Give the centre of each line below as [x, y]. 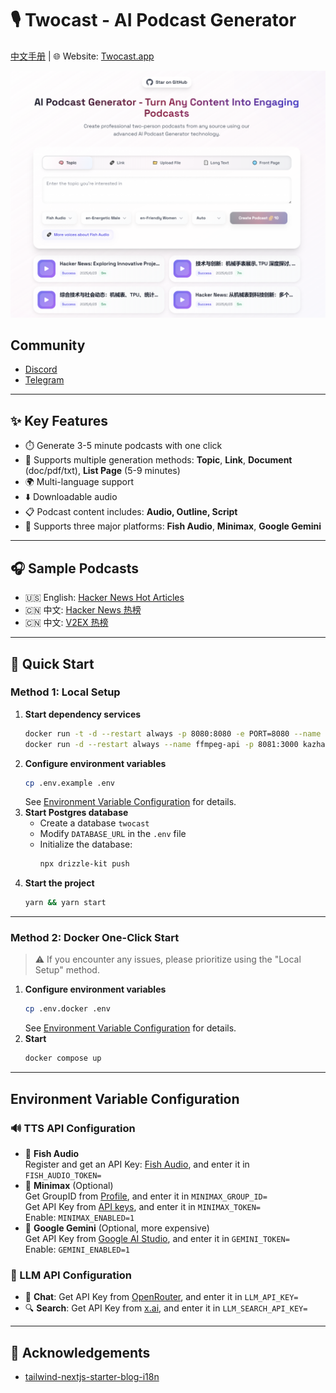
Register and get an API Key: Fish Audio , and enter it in [137, 1164]
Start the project [59, 883]
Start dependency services [83, 714]
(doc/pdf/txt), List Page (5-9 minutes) [102, 471]
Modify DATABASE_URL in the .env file [113, 834]
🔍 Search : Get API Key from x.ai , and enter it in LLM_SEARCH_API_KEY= [166, 1308]
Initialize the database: [86, 844]
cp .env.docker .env [67, 1009]
